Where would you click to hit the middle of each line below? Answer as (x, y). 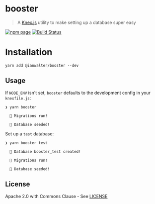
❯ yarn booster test (27, 143)
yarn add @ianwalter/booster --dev (42, 65)
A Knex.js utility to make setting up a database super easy (77, 22)
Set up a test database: (29, 134)
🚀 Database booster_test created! (45, 152)
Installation (29, 52)
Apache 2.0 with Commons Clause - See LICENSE (56, 196)
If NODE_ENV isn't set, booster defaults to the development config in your (78, 93)
